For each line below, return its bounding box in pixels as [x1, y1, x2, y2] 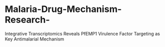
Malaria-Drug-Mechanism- [5, 3, 122, 15]
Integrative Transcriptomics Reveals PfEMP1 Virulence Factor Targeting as [5, 30, 160, 36]
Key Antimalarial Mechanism [5, 36, 65, 42]
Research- [5, 14, 50, 25]
